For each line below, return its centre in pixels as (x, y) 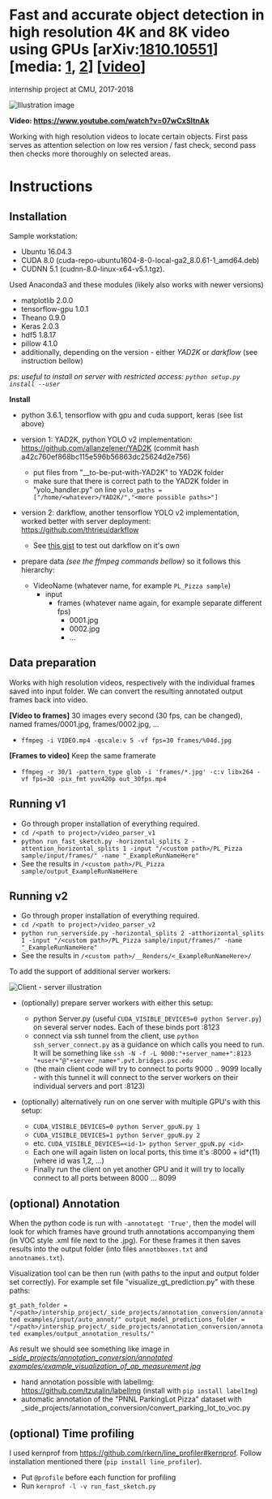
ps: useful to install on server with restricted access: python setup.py (125, 376)
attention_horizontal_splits (70, 849)
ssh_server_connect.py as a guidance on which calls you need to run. (149, 1044)
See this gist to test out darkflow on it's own (106, 545)
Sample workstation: (43, 235)
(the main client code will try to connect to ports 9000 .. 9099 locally (147, 1069)
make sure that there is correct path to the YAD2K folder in (131, 481)
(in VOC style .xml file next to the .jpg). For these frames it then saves (125, 1241)
